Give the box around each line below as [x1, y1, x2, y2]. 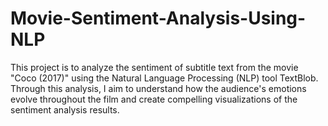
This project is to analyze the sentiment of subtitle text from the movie [10, 61, 299, 73]
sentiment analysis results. [10, 103, 120, 116]
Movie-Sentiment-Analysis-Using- [10, 7, 307, 30]
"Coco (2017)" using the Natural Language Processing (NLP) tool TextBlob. [10, 72, 319, 84]
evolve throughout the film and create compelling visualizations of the [10, 93, 298, 105]
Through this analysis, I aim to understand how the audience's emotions [10, 82, 307, 94]
